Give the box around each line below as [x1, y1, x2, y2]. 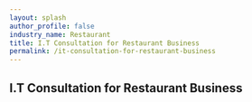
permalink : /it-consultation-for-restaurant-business [9, 47, 217, 56]
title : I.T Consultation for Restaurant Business [9, 38, 201, 48]
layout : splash [9, 13, 67, 23]
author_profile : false [9, 22, 95, 31]
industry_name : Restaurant [9, 30, 111, 39]
